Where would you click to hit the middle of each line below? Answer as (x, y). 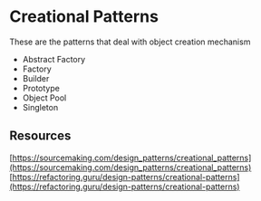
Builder (36, 78)
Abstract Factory (54, 59)
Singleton (40, 107)
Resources (40, 136)
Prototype (41, 88)
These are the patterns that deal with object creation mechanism (130, 42)
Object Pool (44, 98)
